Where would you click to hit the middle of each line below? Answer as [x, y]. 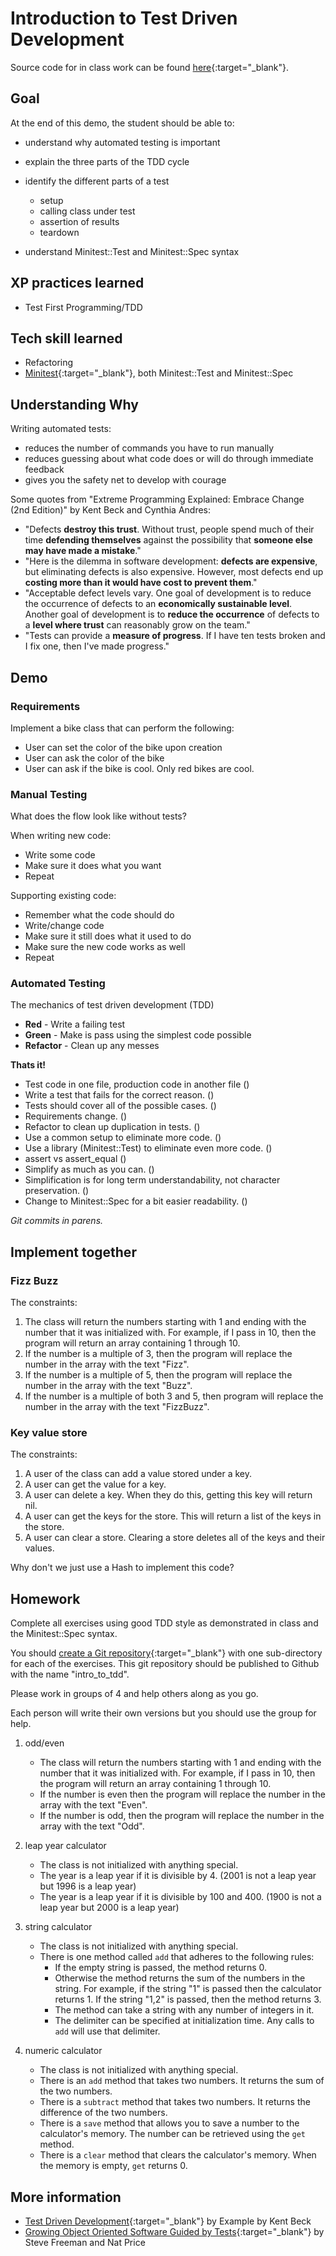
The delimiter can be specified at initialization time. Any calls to [184, 2021]
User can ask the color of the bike [94, 758]
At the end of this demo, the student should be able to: [122, 123]
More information [66, 2197]
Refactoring [49, 363]
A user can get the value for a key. [95, 1484]
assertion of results [79, 221]
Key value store [49, 1433]
